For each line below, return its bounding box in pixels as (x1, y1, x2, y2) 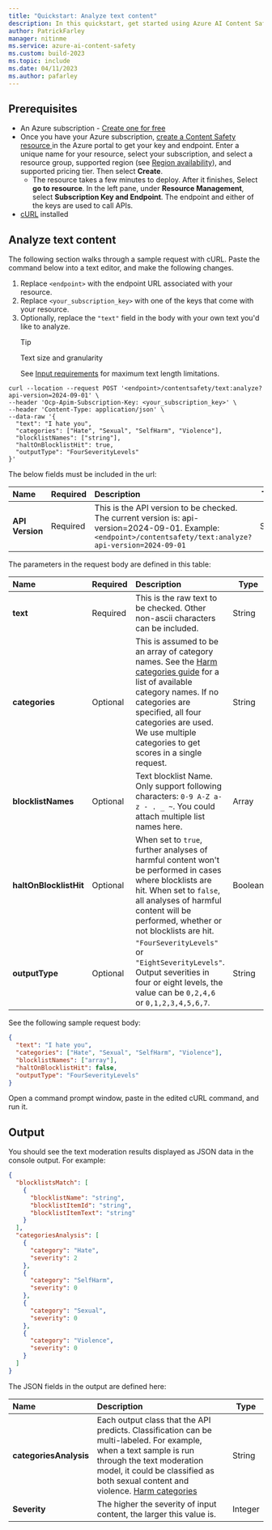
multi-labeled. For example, (96, 1434, 202, 1446)
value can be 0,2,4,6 (135, 987, 216, 998)
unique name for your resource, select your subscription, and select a (19, 149, 253, 159)
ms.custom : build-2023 (8, 49, 85, 57)
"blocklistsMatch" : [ (15, 1179, 89, 1187)
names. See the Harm (135, 657, 218, 668)
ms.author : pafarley (8, 72, 79, 80)
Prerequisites (8, 102, 78, 116)
